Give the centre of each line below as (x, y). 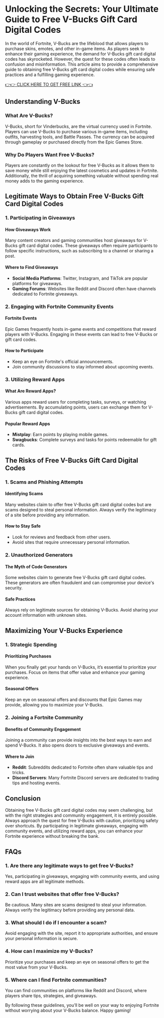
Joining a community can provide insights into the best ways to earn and (78, 740)
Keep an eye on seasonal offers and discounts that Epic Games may (74, 700)
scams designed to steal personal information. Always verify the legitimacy (81, 509)
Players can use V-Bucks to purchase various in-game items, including (76, 131)
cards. (19, 445)
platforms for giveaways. (37, 283)
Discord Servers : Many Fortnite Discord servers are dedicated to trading (85, 778)
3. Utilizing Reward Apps (35, 379)
